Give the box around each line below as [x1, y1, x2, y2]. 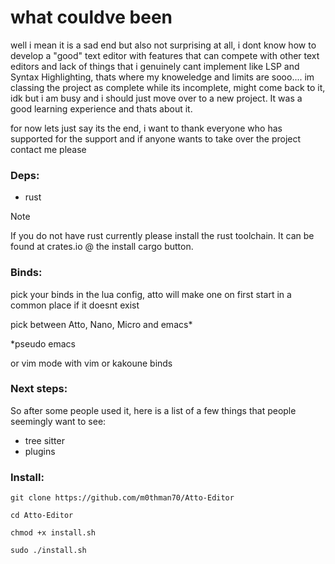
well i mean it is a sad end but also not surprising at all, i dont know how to [10, 39, 317, 51]
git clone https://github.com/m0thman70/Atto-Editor [10, 493, 235, 503]
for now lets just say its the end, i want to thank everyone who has [10, 122, 283, 134]
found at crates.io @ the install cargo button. [10, 241, 194, 253]
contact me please [10, 143, 87, 155]
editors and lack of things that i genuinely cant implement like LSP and [10, 60, 300, 72]
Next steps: [10, 382, 68, 396]
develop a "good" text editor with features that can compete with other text [10, 49, 320, 61]
